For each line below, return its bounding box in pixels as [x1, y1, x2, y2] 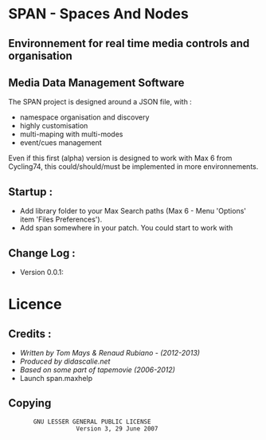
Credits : [8, 327, 52, 340]
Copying [8, 396, 52, 411]
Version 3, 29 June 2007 [76, 424, 158, 433]
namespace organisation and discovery [19, 112, 150, 122]
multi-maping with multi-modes [19, 129, 123, 139]
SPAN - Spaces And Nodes [8, 5, 189, 23]
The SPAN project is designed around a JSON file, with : [8, 97, 193, 107]
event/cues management [19, 138, 102, 147]
